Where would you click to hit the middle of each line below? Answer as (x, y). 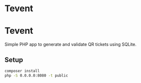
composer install (22, 71)
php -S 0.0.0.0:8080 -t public (36, 75)
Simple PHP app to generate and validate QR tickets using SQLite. (70, 44)
